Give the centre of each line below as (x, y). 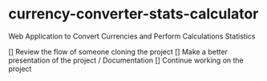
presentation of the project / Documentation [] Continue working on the (126, 60)
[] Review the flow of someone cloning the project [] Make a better (118, 51)
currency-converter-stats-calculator (133, 14)
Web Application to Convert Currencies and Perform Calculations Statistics (132, 36)
